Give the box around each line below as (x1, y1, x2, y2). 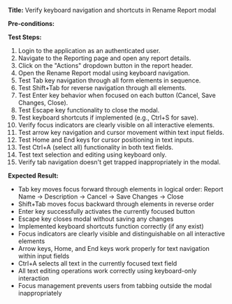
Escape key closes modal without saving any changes (17, 215, 174, 223)
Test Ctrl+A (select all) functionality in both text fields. (17, 143, 174, 151)
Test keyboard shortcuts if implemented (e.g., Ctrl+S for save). (17, 113, 198, 122)
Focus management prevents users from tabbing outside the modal (17, 282, 212, 289)
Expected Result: (8, 171, 59, 180)
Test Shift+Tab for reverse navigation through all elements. (17, 84, 187, 92)
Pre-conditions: (8, 20, 55, 27)
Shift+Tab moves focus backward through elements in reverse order (17, 200, 215, 208)
